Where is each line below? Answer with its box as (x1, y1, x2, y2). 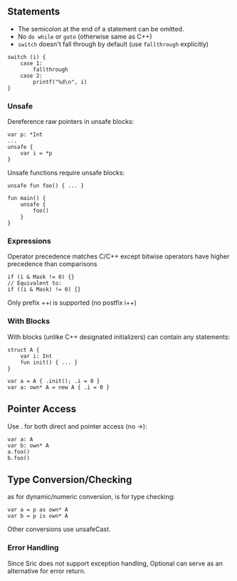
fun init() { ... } (20, 359, 78, 366)
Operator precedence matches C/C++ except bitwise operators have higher (7, 252, 230, 261)
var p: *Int (7, 131, 43, 138)
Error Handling (7, 543, 59, 553)
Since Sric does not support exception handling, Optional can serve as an (7, 559, 223, 567)
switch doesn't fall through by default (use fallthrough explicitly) (17, 39, 209, 48)
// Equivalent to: (7, 280, 62, 287)
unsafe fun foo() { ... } (7, 182, 84, 189)
